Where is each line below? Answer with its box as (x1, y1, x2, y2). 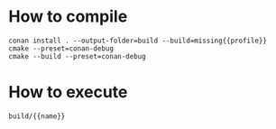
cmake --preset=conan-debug (8, 43, 115, 53)
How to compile (8, 6, 128, 27)
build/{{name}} (8, 111, 66, 121)
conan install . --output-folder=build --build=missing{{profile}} (8, 36, 268, 45)
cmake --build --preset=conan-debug (8, 51, 146, 60)
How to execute (8, 82, 128, 103)
